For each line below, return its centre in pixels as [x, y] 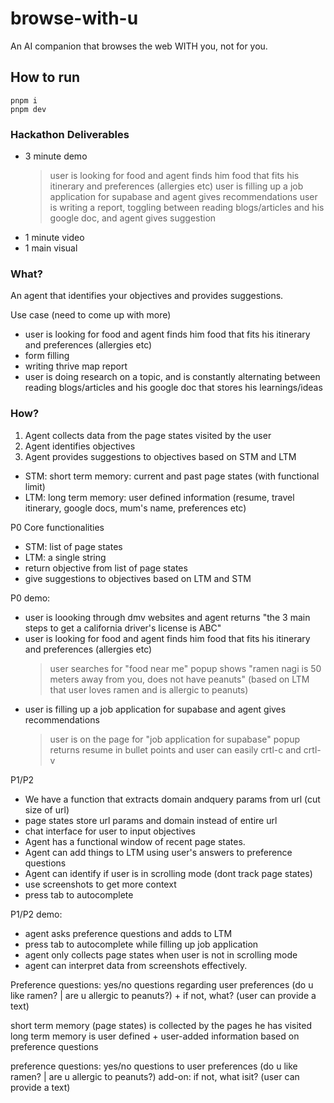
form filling [47, 356]
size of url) [47, 809]
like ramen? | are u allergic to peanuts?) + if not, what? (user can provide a [163, 995]
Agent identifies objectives [80, 446]
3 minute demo [56, 156]
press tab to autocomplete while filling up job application [141, 944]
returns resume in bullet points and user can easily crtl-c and [175, 749]
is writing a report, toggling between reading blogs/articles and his [187, 208]
